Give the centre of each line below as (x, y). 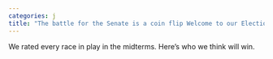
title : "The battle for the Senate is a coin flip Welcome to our (123, 23)
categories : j (32, 16)
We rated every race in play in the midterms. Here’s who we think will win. (132, 46)
